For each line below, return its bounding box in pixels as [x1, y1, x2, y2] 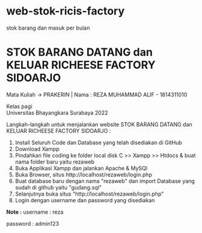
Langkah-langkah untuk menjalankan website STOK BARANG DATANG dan [6, 121, 192, 128]
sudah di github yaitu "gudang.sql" [15, 184, 102, 191]
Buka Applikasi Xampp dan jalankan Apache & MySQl [15, 164, 148, 171]
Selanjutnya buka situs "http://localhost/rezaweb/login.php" [15, 190, 165, 197]
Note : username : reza [6, 208, 64, 215]
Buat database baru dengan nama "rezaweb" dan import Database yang [15, 177, 195, 185]
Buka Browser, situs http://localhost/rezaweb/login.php [15, 171, 152, 178]
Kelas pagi [6, 103, 33, 110]
